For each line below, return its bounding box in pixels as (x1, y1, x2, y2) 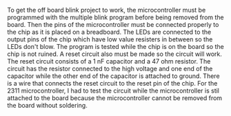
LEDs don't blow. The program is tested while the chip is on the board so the (7, 43, 224, 50)
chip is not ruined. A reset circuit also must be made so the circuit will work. (7, 50, 223, 58)
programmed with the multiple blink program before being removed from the (7, 13, 224, 21)
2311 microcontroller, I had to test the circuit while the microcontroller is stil (7, 86, 219, 95)
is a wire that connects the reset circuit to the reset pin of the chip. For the (7, 79, 218, 87)
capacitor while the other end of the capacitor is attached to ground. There (7, 72, 220, 80)
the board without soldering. (7, 101, 88, 109)
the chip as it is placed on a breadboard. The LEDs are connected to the (7, 28, 212, 36)
